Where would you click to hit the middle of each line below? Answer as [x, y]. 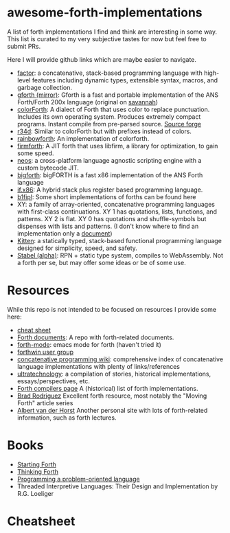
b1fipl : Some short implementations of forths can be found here [106, 196]
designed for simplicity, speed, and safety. [77, 248]
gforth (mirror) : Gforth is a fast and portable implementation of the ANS [117, 95]
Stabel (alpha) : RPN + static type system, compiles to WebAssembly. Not [120, 255]
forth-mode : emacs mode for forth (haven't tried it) [89, 344]
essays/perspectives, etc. [54, 381]
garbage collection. [44, 87]
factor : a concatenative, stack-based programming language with [110, 73]
